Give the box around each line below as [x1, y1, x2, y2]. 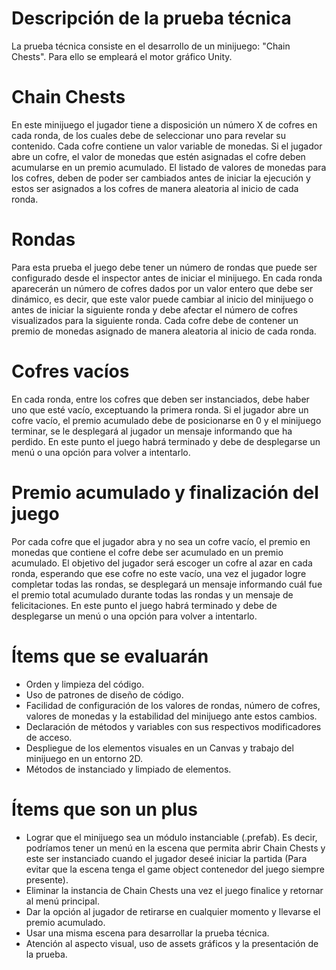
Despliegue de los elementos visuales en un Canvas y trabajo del [25, 742, 294, 754]
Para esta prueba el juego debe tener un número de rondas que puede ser [11, 261, 318, 273]
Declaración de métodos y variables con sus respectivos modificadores [25, 720, 322, 732]
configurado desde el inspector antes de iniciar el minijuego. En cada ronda [11, 272, 323, 284]
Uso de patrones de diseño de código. [25, 688, 184, 701]
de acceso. [25, 731, 73, 743]
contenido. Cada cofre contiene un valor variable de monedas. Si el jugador [11, 140, 323, 152]
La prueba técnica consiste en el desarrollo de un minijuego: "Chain [11, 40, 291, 52]
